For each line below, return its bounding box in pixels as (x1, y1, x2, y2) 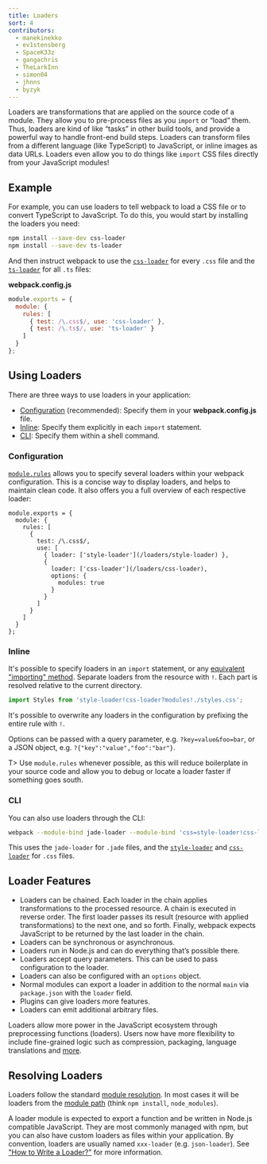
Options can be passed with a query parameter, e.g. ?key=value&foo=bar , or (8, 734, 256, 744)
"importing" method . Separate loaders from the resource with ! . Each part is (8, 672, 258, 682)
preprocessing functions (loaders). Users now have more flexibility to (8, 1029, 235, 1038)
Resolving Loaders (8, 1069, 103, 1082)
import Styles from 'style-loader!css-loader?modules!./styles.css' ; (8, 696, 244, 704)
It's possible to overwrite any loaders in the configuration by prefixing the (8, 710, 249, 720)
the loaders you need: (8, 219, 80, 229)
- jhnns (15, 78, 41, 86)
